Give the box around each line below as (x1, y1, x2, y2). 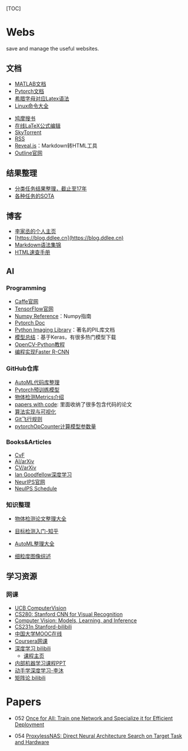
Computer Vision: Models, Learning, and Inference (14, 617, 137, 624)
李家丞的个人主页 (14, 228, 56, 235)
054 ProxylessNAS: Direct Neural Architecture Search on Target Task (14, 732, 182, 739)
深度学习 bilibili (14, 645, 51, 652)
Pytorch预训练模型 (14, 386, 60, 393)
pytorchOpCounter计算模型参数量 (14, 423, 96, 430)
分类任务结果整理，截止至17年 (14, 185, 87, 192)
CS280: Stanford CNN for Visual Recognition (14, 610, 123, 618)
